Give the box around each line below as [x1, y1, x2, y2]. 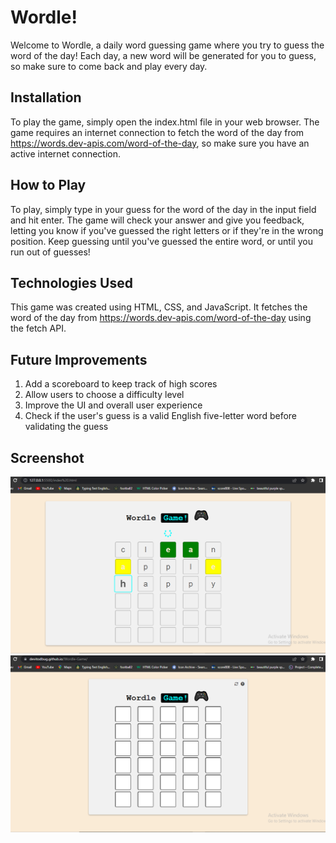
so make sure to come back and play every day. [10, 60, 208, 72]
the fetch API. [10, 322, 67, 335]
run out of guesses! [10, 246, 91, 258]
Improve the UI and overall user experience [24, 399, 203, 411]
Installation [10, 89, 82, 106]
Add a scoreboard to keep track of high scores [24, 378, 218, 390]
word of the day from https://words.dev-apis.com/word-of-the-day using [10, 312, 312, 324]
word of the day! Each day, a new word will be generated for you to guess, [10, 49, 317, 61]
